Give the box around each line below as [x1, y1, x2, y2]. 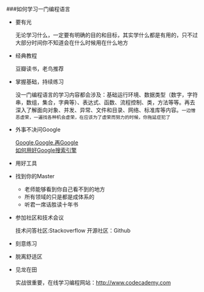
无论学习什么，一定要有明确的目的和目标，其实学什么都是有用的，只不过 [15, 31, 198, 39]
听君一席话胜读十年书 [24, 201, 78, 208]
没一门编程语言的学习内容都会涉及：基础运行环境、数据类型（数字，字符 [15, 91, 198, 98]
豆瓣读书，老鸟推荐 [15, 65, 64, 72]
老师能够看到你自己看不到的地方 [24, 185, 105, 193]
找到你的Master [15, 173, 55, 179]
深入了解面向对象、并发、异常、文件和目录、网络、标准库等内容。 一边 [15, 107, 191, 113]
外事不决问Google [15, 126, 61, 133]
